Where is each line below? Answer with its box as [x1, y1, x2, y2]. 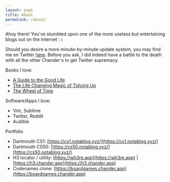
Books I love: [5, 67, 32, 73]
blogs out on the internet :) [5, 36, 63, 42]
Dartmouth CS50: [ [12, 144, 53, 150]
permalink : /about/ [5, 17, 47, 22]
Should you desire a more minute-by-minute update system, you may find [5, 47, 161, 53]
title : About [5, 12, 33, 17]
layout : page [5, 7, 33, 13]
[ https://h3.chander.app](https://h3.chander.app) [12, 160, 116, 166]
